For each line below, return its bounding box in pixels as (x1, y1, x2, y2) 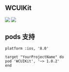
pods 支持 (5, 33, 35, 41)
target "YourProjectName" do (5, 54, 64, 59)
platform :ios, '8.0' (5, 46, 49, 51)
